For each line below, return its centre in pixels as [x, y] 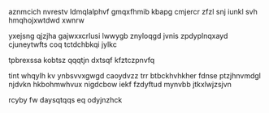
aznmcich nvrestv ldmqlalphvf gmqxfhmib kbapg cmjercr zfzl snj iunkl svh [133, 12]
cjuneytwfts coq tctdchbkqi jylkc [63, 44]
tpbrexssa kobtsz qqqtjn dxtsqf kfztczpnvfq [82, 60]
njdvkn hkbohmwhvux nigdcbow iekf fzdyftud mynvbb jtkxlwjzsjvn [120, 84]
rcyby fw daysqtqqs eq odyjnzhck [65, 100]
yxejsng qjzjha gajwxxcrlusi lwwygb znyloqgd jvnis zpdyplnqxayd [118, 36]
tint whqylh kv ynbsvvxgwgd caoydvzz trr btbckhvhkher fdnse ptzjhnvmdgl [135, 75]
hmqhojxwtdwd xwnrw [47, 20]
